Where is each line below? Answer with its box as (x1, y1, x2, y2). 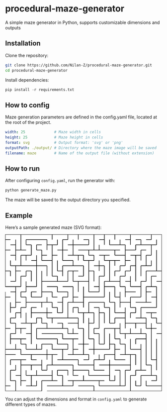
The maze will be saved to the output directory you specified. (5, 197, 131, 203)
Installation (5, 39, 41, 48)
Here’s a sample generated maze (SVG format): (5, 224, 102, 230)
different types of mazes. (5, 402, 57, 408)
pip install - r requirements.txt (5, 87, 75, 92)
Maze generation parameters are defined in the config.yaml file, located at (5, 114, 158, 120)
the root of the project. (5, 119, 51, 125)
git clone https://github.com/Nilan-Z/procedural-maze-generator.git (5, 63, 153, 68)
